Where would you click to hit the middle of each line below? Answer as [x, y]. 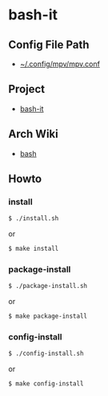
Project [27, 89]
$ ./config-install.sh [46, 354]
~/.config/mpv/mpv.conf [60, 64]
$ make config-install [46, 384]
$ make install [34, 249]
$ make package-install [48, 316]
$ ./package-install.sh [48, 286]
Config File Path [49, 45]
